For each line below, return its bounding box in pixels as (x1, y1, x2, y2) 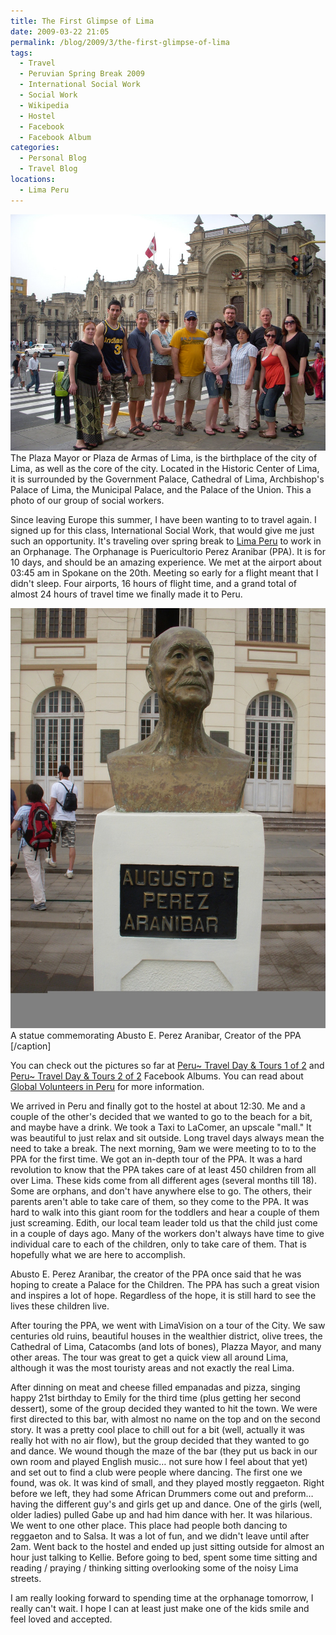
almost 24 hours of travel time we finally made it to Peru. (10, 588, 243, 600)
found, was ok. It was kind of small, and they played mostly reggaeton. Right (10, 1476, 325, 1489)
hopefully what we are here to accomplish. (10, 1248, 186, 1260)
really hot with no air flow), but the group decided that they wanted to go (10, 1434, 310, 1446)
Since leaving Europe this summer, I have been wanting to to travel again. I (10, 513, 317, 525)
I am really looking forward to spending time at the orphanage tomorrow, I (10, 1591, 314, 1604)
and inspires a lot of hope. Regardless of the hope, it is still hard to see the (10, 1289, 317, 1301)
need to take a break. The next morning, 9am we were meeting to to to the (10, 1142, 317, 1154)
